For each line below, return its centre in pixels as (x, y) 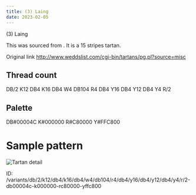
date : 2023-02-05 (27, 17)
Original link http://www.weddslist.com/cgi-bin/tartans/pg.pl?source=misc (96, 57)
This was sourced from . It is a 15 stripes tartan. (64, 45)
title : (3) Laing (27, 11)
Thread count (31, 75)
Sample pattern (45, 146)
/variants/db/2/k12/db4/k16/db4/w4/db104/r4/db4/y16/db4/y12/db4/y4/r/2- (98, 180)
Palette (19, 108)
